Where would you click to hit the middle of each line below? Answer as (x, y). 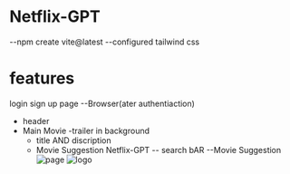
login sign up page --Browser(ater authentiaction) (102, 103)
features (42, 78)
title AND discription (73, 140)
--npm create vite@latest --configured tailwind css (105, 42)
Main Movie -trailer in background (86, 130)
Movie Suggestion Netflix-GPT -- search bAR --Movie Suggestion (159, 150)
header (36, 121)
